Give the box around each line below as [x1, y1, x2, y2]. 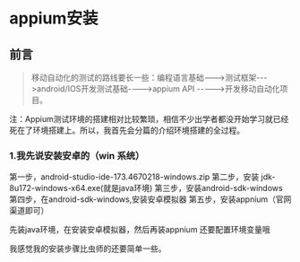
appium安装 [9, 8, 99, 29]
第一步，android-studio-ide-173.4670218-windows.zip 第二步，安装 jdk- [9, 171, 276, 182]
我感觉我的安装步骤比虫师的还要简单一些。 [9, 243, 167, 254]
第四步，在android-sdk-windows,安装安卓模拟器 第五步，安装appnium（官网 [9, 194, 292, 205]
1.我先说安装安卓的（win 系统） [9, 149, 145, 162]
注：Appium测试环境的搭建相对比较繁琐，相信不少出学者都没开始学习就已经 [9, 114, 289, 124]
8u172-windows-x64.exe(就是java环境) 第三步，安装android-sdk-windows [9, 183, 284, 194]
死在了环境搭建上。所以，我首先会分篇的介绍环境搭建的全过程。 [9, 125, 244, 135]
